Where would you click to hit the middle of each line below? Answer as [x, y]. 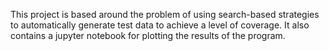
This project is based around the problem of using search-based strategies [165, 14]
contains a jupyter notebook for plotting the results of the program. [148, 35]
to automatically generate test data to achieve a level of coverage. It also [160, 25]
